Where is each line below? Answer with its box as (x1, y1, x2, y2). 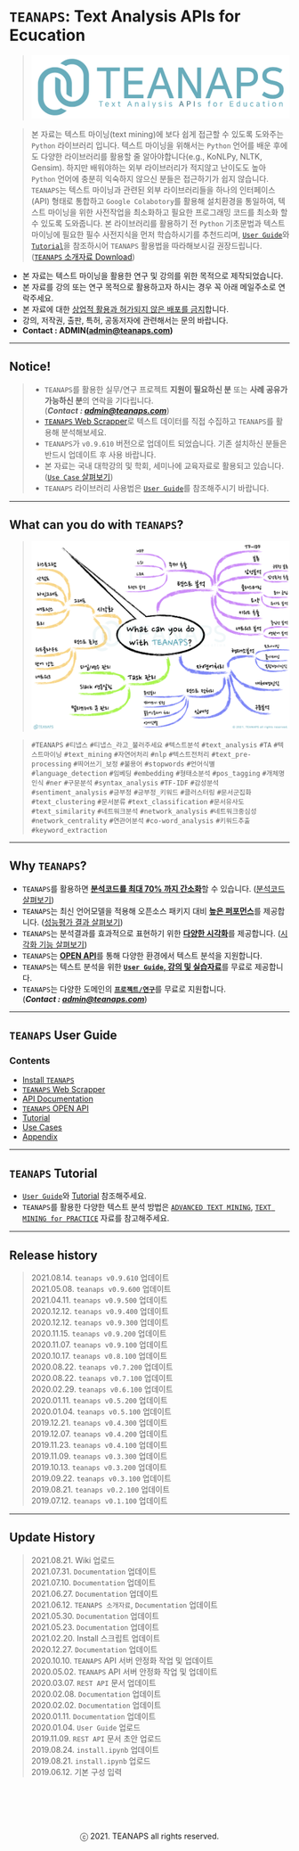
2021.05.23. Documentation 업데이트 (30, 1621, 160, 1633)
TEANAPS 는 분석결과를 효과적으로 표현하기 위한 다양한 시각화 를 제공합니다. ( (21, 927, 281, 938)
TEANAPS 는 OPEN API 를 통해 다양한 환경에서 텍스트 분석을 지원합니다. (21, 950, 263, 960)
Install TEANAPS (21, 1074, 75, 1085)
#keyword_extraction (30, 826, 108, 835)
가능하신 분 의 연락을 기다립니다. (44, 395, 154, 406)
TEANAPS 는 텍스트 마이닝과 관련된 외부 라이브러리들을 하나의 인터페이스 (30, 185, 276, 195)
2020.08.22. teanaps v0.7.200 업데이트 (30, 1362, 174, 1372)
